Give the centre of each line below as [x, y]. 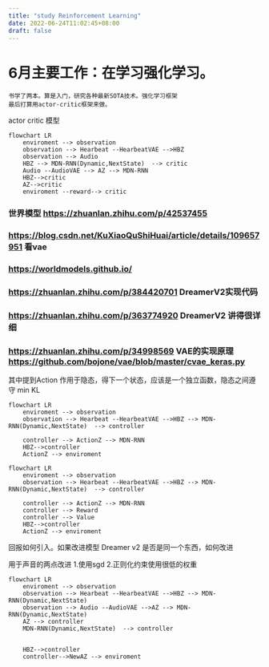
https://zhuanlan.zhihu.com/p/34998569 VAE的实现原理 [121, 351]
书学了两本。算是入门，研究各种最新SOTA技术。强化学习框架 [93, 96]
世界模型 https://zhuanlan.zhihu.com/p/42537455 [108, 213]
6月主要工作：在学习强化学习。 [111, 73]
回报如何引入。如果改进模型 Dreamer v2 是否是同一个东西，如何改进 [121, 548]
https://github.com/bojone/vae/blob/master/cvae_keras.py [127, 362]
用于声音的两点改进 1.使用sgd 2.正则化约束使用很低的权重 [103, 564]
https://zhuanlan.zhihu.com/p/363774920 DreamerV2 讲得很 [130, 315]
